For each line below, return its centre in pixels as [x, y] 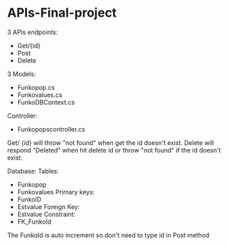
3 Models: [22, 74]
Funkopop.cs [36, 87]
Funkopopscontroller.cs [51, 129]
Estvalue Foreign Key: [48, 206]
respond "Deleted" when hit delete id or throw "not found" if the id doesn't [114, 150]
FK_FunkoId [34, 222]
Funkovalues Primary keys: [56, 192]
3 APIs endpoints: [32, 32]
